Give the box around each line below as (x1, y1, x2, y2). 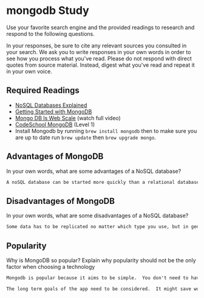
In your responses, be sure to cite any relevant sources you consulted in (6, 42, 187, 49)
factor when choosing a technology (6, 263, 95, 270)
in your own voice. (6, 67, 53, 75)
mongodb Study (6, 4, 89, 18)
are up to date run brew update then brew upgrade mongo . (15, 134, 156, 141)
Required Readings (6, 86, 80, 96)
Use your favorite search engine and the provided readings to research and (6, 24, 195, 31)
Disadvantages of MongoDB (6, 195, 115, 206)
